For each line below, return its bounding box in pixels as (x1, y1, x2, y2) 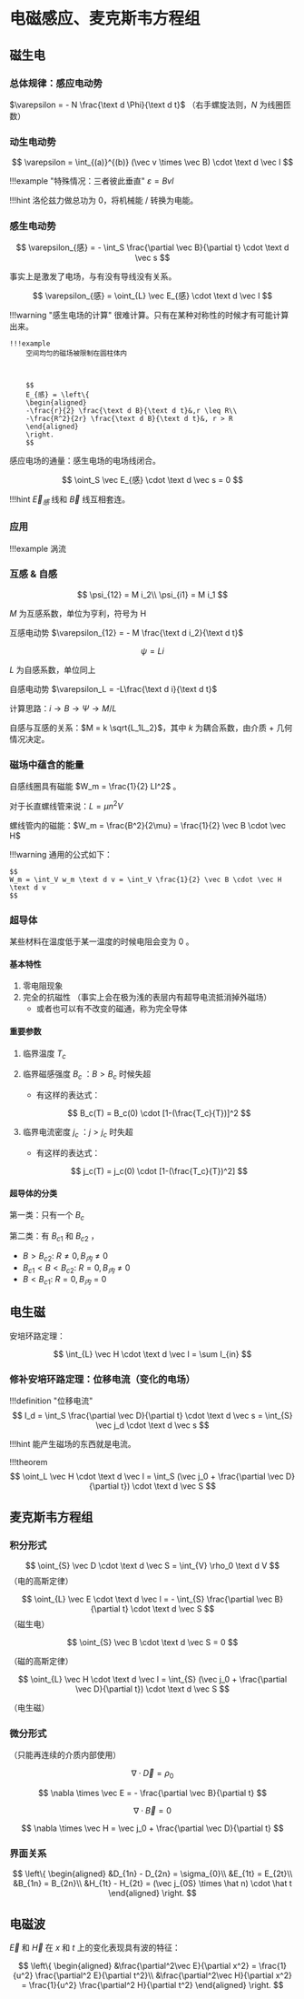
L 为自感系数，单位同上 (9, 664, 96, 675)
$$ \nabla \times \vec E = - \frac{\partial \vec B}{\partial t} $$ (37, 1787, 268, 1798)
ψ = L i (140, 645, 165, 656)
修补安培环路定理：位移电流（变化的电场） (9, 1372, 196, 1385)
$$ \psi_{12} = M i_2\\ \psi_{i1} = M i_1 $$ (76, 588, 229, 600)
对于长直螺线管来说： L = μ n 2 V (9, 799, 123, 811)
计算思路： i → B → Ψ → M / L (9, 702, 117, 714)
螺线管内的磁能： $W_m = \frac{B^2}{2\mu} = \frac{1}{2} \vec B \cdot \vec (9, 819, 286, 830)
